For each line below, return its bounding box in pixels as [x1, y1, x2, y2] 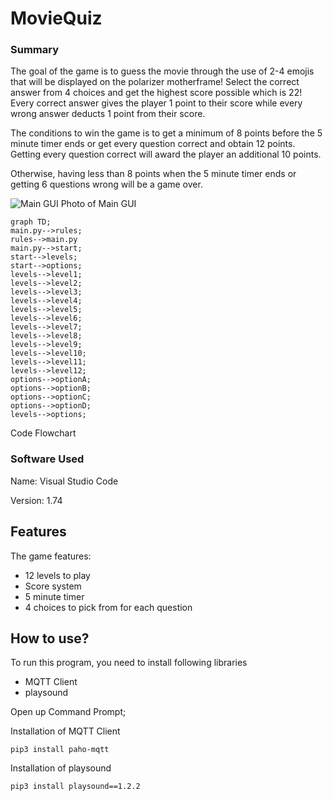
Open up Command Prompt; [10, 706, 127, 718]
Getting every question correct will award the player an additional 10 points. [10, 148, 322, 161]
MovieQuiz [10, 7, 103, 30]
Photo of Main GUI [60, 198, 137, 210]
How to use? [10, 630, 90, 647]
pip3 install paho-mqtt [10, 745, 110, 755]
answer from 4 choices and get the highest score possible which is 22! [10, 87, 303, 99]
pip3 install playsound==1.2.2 [10, 782, 141, 792]
